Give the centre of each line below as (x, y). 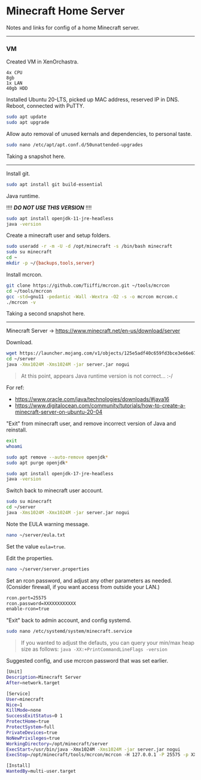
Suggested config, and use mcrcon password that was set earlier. (87, 661)
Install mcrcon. (25, 274)
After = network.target (33, 683)
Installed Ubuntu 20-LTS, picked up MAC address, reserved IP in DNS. (93, 99)
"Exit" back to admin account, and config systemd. (69, 620)
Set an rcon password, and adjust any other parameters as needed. (89, 580)
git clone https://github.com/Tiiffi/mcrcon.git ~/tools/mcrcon (88, 286)
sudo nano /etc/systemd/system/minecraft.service (69, 632)
